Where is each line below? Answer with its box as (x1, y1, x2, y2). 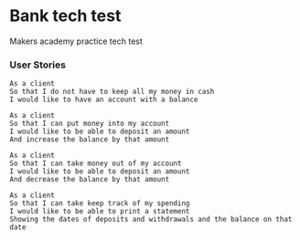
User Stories (9, 58, 67, 71)
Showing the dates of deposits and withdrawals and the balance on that (9, 215, 293, 224)
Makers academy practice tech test (9, 36, 144, 47)
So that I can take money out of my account (9, 159, 182, 169)
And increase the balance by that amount (9, 135, 170, 144)
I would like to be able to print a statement (9, 207, 190, 216)
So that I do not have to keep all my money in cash (9, 88, 215, 97)
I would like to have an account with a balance (9, 95, 199, 105)
